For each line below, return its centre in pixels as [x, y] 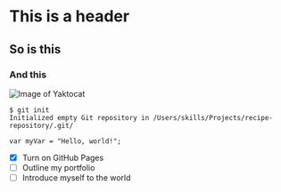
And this [28, 75]
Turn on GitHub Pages [63, 157]
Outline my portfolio [58, 167]
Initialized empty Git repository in [79, 117]
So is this [35, 49]
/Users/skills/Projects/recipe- [213, 117]
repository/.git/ [41, 125]
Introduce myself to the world [76, 178]
